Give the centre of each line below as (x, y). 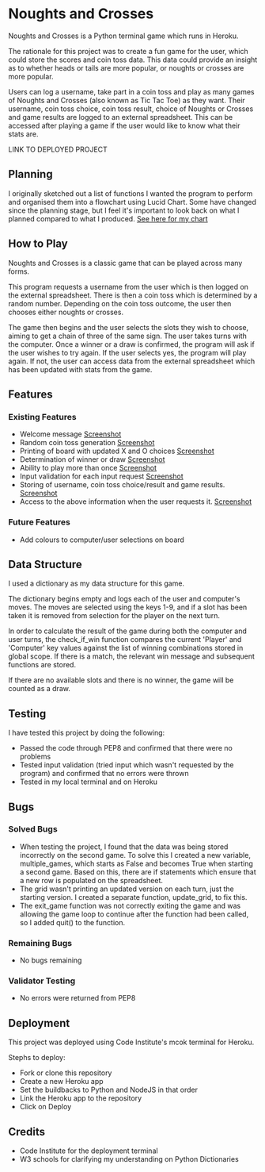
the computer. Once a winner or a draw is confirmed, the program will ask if (131, 344)
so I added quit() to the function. (72, 922)
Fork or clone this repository (66, 1073)
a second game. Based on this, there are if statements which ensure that (138, 872)
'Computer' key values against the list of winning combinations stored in (126, 648)
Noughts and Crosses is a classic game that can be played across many (125, 263)
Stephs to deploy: (37, 1058)
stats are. (23, 134)
